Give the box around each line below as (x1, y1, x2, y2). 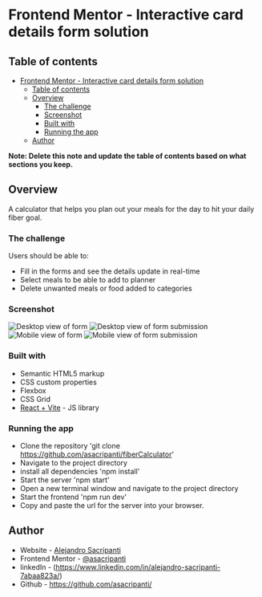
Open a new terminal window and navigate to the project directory (19, 484, 239, 493)
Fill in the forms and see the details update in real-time (19, 266, 200, 276)
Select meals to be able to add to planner (19, 275, 156, 285)
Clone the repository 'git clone (19, 441, 120, 450)
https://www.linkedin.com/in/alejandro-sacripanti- (55, 562, 221, 571)
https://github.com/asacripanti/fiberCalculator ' (19, 449, 175, 459)
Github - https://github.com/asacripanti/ (19, 579, 152, 589)
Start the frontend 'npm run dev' (19, 492, 127, 502)
